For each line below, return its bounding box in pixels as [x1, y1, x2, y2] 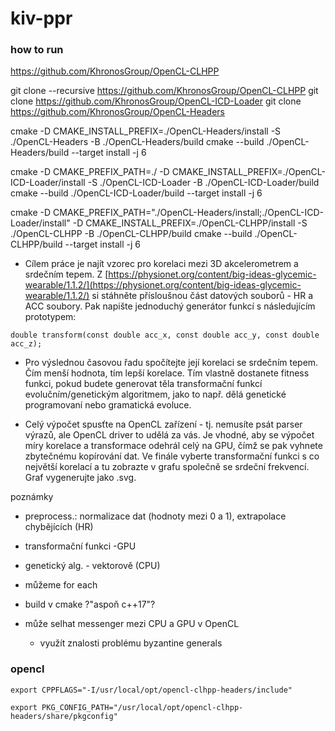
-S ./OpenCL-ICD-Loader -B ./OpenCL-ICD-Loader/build [87, 177, 320, 189]
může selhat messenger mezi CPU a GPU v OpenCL [24, 618, 240, 630]
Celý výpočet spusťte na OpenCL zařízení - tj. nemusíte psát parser [24, 418, 303, 431]
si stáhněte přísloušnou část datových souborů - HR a [91, 290, 313, 302]
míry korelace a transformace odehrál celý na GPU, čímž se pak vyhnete [24, 440, 323, 452]
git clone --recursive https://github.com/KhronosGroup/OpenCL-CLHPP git [10, 85, 319, 97]
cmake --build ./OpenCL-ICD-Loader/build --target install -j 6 [10, 187, 263, 199]
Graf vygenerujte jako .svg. [24, 472, 137, 484]
